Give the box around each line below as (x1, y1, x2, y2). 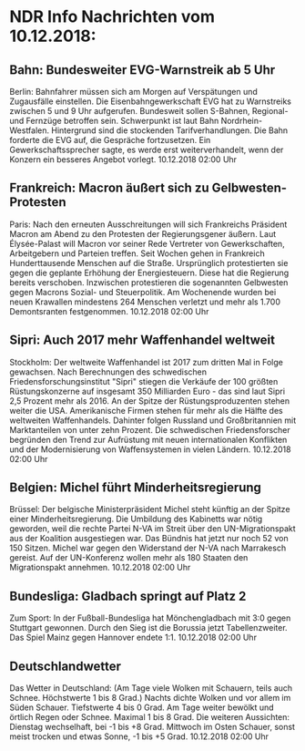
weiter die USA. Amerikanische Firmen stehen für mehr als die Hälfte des (9, 405, 284, 416)
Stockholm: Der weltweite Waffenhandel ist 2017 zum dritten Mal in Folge (9, 356, 284, 367)
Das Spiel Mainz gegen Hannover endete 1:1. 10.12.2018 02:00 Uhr (9, 632, 258, 643)
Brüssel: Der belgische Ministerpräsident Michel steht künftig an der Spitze (9, 504, 290, 515)
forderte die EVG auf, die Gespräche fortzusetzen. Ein (9, 135, 211, 145)
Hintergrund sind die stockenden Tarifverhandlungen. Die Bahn (51, 125, 289, 136)
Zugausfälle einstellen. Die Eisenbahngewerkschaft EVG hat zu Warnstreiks (9, 96, 291, 107)
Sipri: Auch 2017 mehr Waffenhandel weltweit (9, 333, 276, 348)
